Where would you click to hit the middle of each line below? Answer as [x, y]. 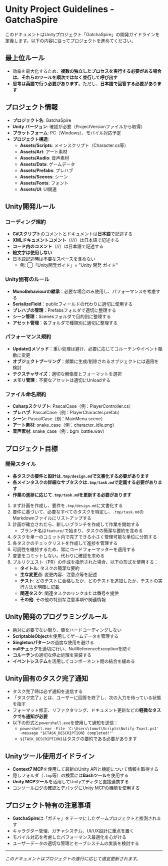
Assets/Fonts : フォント [44, 183]
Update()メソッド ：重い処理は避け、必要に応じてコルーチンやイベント [85, 349]
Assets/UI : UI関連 [38, 189]
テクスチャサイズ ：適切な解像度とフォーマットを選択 [67, 374]
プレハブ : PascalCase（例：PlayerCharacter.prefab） [67, 413]
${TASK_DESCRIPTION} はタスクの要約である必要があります [78, 739]
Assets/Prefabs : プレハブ [46, 170]
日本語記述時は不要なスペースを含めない [54, 259]
